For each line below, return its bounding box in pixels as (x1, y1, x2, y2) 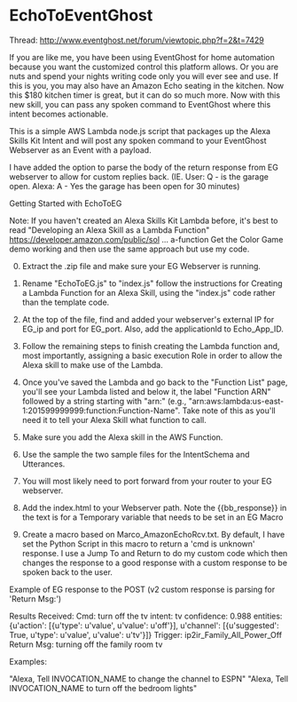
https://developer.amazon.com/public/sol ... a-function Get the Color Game (9, 234, 284, 244)
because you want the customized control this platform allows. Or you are (9, 61, 279, 72)
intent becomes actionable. (9, 108, 109, 119)
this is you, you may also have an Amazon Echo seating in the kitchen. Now (9, 80, 285, 91)
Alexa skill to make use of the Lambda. (21, 359, 164, 370)
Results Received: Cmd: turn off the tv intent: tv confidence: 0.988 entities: (9, 610, 283, 621)
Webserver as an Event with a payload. (9, 144, 152, 156)
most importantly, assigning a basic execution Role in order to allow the (21, 350, 283, 361)
